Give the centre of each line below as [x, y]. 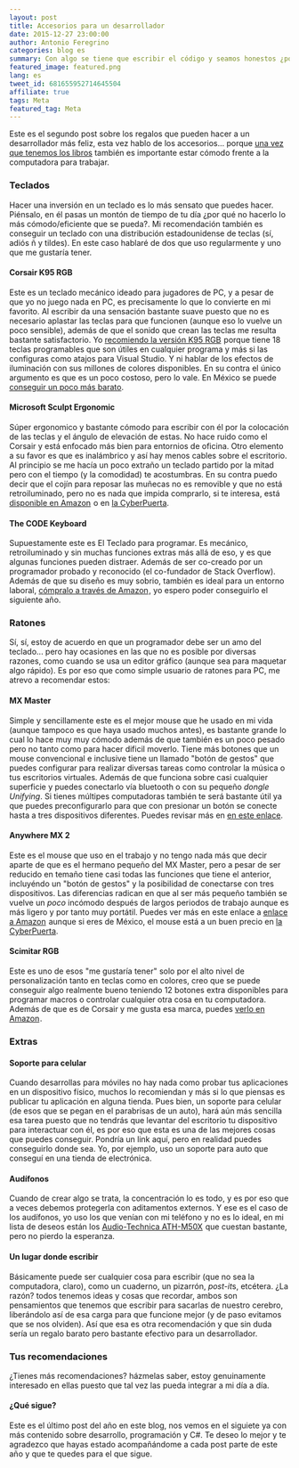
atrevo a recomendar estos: [60, 680]
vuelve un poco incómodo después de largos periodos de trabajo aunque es [149, 902]
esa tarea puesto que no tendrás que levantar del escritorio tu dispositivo [143, 1121]
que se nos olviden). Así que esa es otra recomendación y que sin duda [141, 1324]
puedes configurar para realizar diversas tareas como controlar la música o [147, 768]
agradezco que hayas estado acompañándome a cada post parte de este [144, 1445]
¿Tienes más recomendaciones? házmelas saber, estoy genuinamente [137, 1375]
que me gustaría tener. [51, 252]
